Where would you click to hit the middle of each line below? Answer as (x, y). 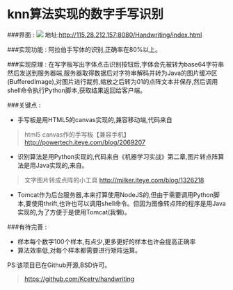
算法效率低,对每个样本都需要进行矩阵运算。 (79, 250)
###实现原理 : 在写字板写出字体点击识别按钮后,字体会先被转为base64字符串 (116, 64)
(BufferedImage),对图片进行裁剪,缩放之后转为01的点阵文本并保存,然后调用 (113, 81)
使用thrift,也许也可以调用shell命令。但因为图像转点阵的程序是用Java (128, 203)
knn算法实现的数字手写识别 (86, 14)
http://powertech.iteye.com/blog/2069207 (85, 142)
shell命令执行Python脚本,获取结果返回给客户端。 (77, 90)
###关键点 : (24, 105)
